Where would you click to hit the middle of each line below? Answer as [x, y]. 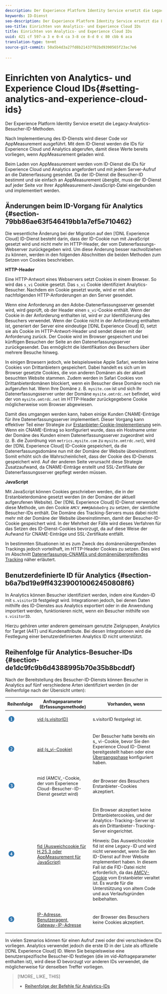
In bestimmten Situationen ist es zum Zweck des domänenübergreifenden [81, 544]
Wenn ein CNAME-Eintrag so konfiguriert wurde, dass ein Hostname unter [81, 430]
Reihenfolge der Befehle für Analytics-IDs [67, 986]
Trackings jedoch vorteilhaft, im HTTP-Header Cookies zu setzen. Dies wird [83, 549]
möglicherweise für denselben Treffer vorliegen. [55, 967]
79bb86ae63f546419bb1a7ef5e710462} [69, 221]
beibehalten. [105, 899]
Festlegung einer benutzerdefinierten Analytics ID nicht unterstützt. [74, 637]
